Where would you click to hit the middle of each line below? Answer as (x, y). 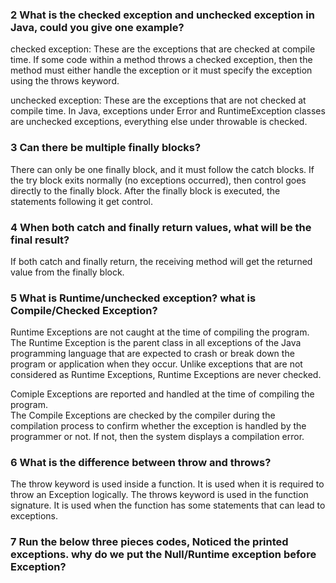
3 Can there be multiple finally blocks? (106, 148)
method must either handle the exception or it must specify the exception (161, 70)
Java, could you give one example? (97, 27)
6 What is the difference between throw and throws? (141, 463)
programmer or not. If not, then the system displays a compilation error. (157, 437)
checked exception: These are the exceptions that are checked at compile (163, 49)
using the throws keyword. (65, 81)
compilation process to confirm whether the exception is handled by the (158, 426)
